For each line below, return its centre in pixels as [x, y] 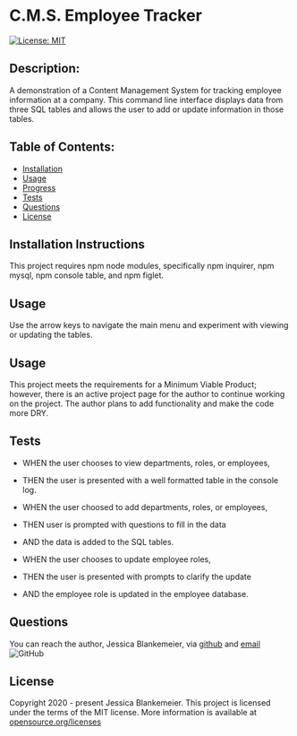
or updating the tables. [51, 335]
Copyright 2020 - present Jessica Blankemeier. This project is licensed [140, 703]
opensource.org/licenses [55, 722]
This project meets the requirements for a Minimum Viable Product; [133, 385]
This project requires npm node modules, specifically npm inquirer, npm [142, 266]
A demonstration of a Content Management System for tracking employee [145, 90]
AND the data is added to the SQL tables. [98, 541]
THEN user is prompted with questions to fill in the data [124, 524]
